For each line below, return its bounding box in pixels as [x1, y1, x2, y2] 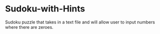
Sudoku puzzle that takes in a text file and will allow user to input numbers [5, 19, 156, 25]
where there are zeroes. [5, 24, 53, 30]
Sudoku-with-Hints [5, 3, 85, 14]
